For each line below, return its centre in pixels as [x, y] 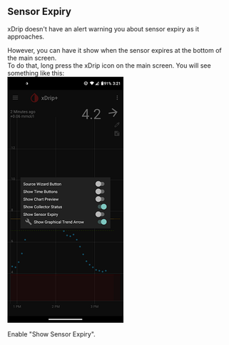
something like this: [36, 73]
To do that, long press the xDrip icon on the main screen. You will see [110, 65]
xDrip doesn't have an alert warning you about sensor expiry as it [103, 29]
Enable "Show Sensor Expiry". [52, 334]
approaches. [26, 36]
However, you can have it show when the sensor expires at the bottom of [115, 50]
